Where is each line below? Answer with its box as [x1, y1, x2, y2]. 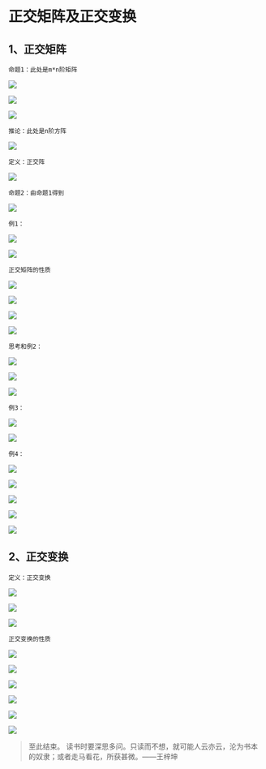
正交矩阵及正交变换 [8, 7, 137, 26]
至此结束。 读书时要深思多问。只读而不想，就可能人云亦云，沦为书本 [28, 741, 258, 751]
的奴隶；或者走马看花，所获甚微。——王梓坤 [28, 751, 178, 761]
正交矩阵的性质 [8, 266, 51, 274]
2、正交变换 [8, 550, 69, 564]
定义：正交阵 [8, 158, 45, 166]
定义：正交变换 [8, 574, 51, 582]
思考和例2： [8, 342, 43, 350]
